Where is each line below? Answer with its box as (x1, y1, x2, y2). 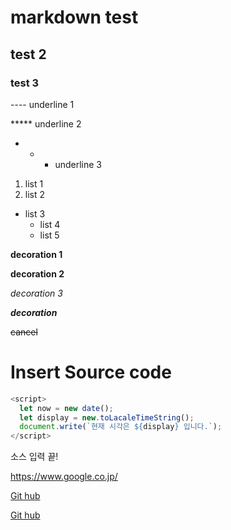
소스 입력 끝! (10, 451, 59, 463)
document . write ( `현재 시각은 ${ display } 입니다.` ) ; (19, 422, 223, 432)
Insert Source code (10, 361, 172, 384)
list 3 (24, 207, 46, 220)
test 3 (10, 76, 40, 90)
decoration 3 (10, 287, 63, 299)
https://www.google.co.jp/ (10, 471, 118, 483)
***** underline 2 (10, 117, 82, 130)
